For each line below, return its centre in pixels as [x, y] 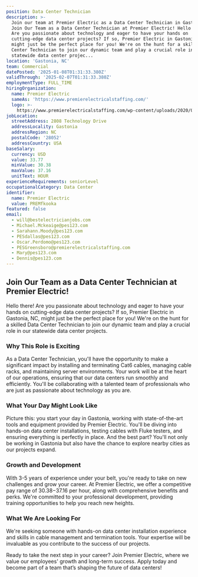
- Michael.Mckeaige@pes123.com [50, 225]
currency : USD [29, 154]
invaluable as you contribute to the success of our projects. [78, 544]
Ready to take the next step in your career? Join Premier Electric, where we [98, 555]
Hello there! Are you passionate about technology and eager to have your [95, 306]
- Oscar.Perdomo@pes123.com [46, 242]
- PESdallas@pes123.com [40, 237]
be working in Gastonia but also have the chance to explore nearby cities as [98, 444]
